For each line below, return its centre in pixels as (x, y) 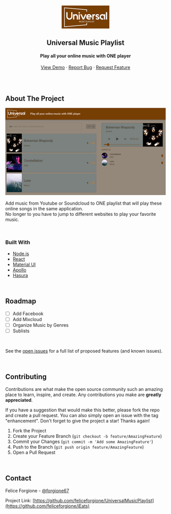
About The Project (35, 98)
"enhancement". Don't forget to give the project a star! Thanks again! (78, 421)
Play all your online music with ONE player (85, 56)
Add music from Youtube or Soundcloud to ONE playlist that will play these (83, 203)
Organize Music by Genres (40, 325)
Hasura (20, 275)
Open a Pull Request (34, 452)
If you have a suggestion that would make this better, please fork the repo (82, 410)
